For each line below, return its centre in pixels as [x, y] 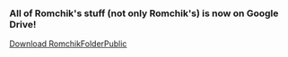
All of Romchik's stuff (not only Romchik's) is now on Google [144, 13]
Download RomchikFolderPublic [68, 44]
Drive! [23, 24]
